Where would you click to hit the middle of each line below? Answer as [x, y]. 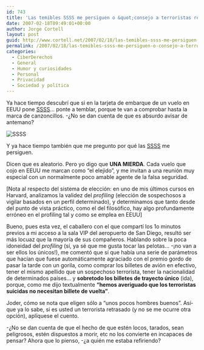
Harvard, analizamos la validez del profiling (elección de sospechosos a [96, 195]
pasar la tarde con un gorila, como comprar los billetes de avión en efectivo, [101, 265]
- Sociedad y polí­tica [40, 86]
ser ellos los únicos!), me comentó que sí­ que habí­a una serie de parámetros [102, 252]
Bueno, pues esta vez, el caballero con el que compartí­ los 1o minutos [93, 226]
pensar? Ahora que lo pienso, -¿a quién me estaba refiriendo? [83, 341]
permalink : [20, 46]
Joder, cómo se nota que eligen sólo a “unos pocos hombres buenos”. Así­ [100, 303]
